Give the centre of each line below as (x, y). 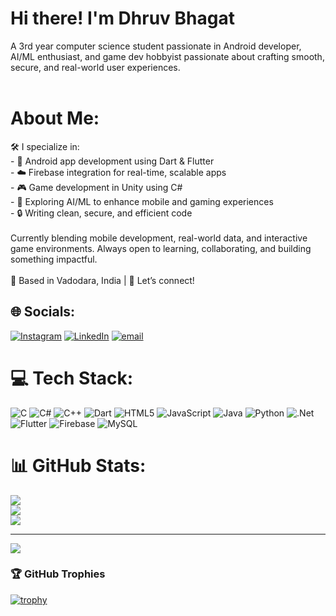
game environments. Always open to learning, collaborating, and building (161, 248)
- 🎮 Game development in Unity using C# (96, 187)
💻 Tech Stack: (72, 378)
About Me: (55, 118)
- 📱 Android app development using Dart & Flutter (112, 161)
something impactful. (54, 259)
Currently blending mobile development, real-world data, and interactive (159, 238)
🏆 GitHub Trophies (58, 574)
